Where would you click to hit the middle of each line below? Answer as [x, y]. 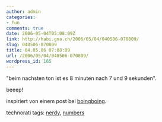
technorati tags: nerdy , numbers [45, 113]
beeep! [15, 89]
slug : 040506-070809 [32, 45]
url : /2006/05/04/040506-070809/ [47, 56]
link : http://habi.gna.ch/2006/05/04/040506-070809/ [73, 39]
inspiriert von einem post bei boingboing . [56, 101]
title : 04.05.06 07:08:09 [38, 50]
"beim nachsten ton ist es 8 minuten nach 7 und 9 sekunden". [81, 78]
